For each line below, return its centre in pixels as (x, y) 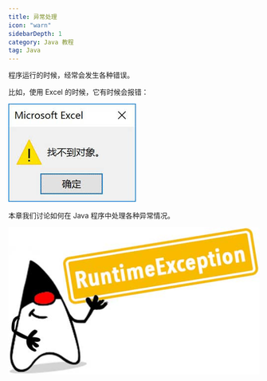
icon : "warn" (30, 25)
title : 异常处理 (33, 17)
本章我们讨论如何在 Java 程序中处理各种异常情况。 (92, 216)
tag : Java (25, 51)
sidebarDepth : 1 (35, 33)
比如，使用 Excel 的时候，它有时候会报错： (79, 92)
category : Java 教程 (41, 42)
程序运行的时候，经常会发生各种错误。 (71, 75)
